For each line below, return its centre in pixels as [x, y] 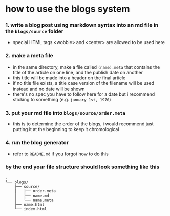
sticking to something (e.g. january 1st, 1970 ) [62, 99]
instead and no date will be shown [49, 89]
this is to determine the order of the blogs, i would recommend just [83, 124]
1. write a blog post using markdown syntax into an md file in [82, 25]
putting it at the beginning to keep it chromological [66, 129]
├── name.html [29, 204]
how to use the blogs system [68, 9]
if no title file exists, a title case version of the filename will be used [83, 83]
